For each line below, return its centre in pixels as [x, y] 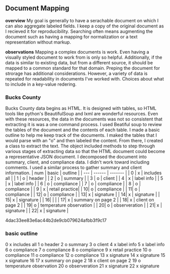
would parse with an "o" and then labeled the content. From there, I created [84, 141]
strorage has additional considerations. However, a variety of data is [77, 73]
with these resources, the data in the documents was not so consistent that [84, 119]
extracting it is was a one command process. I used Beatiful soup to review [84, 125]
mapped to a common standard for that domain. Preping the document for [83, 68]
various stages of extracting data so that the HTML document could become [85, 151]
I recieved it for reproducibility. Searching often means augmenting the [79, 31]
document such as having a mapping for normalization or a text [72, 36]
